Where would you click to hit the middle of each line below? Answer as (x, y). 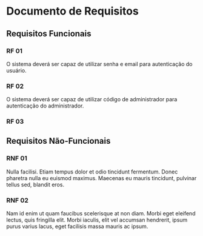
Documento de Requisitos (73, 11)
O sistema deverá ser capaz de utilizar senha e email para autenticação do (99, 64)
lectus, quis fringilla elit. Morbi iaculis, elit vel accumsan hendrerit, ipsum (97, 220)
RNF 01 (17, 158)
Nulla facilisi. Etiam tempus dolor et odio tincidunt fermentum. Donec (92, 172)
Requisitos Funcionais (49, 34)
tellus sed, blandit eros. (35, 184)
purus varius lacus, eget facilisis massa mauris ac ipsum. (77, 226)
